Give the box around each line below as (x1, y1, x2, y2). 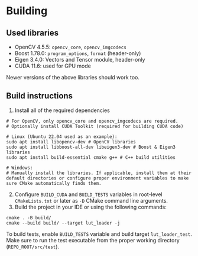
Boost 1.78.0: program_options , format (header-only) (14, 50, 141, 57)
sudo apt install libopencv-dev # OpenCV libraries (6, 139, 136, 145)
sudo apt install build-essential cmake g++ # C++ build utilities (6, 154, 176, 161)
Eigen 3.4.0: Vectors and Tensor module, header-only (14, 56, 145, 63)
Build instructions (6, 91, 73, 101)
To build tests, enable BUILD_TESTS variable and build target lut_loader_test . (6, 230, 192, 238)
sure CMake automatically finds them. (6, 180, 102, 186)
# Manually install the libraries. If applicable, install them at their (6, 170, 192, 176)
